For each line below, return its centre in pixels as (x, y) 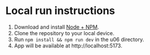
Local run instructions (60, 11)
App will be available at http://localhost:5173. (68, 46)
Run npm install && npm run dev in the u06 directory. (79, 39)
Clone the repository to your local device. (64, 33)
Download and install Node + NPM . (56, 27)
